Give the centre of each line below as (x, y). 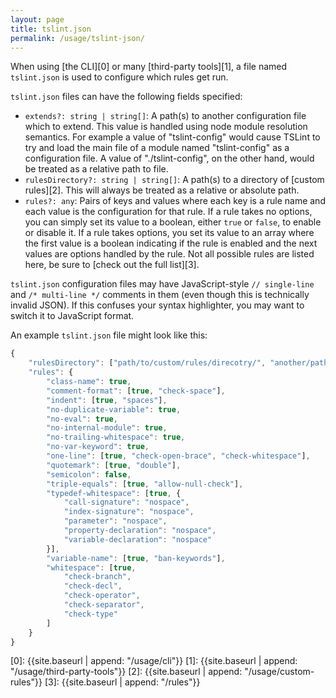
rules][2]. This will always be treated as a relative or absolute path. (162, 190)
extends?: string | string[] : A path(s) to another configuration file (165, 116)
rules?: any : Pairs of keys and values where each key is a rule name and (175, 201)
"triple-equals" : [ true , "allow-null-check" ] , (145, 484)
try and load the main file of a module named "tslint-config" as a (157, 148)
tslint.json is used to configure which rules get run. (119, 77)
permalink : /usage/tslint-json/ (77, 38)
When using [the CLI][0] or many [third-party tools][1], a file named (149, 67)
